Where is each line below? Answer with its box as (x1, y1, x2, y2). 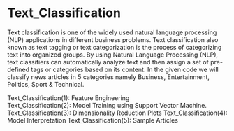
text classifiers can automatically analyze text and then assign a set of (7, 57, 210, 66)
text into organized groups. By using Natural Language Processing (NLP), (7, 50, 219, 59)
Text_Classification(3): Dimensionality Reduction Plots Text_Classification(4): (7, 109, 228, 117)
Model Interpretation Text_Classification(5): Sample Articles (7, 116, 178, 124)
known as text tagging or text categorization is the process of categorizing (7, 43, 222, 51)
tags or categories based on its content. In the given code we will (31, 65, 219, 74)
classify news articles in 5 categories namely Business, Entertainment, (7, 72, 210, 81)
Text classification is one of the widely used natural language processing (7, 28, 217, 36)
